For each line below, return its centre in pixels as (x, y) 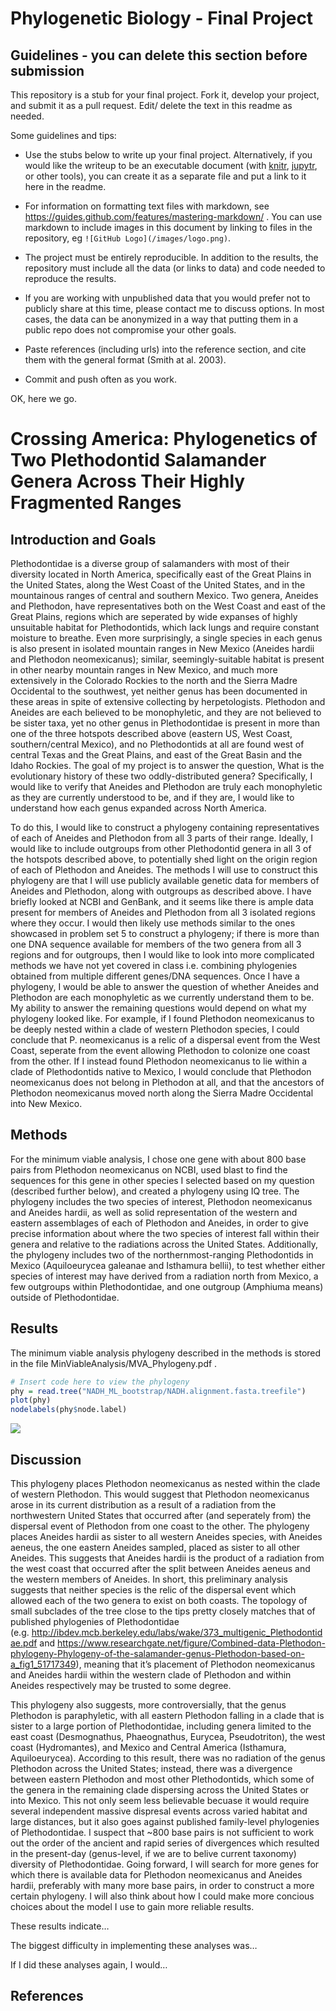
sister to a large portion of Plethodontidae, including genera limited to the (161, 1726)
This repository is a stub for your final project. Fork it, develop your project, (165, 95)
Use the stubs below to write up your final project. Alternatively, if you (168, 155)
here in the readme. (65, 186)
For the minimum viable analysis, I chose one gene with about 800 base (158, 1159)
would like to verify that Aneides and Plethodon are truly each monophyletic (166, 786)
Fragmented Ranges (96, 503)
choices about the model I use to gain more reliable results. (132, 1906)
